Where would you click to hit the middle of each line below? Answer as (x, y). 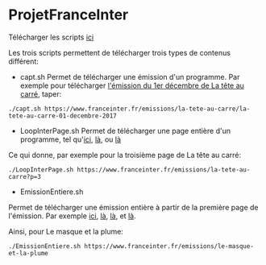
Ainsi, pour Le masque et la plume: (66, 231)
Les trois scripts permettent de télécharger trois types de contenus (120, 52)
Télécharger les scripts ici (51, 37)
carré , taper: (41, 93)
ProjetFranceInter (69, 15)
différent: (23, 61)
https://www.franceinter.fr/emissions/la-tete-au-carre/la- (147, 109)
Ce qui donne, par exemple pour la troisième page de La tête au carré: (125, 155)
